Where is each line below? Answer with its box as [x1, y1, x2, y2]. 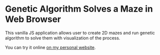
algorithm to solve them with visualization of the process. [5, 35, 120, 41]
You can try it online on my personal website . [5, 44, 96, 50]
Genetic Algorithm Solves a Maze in [5, 3, 153, 15]
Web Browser [5, 14, 61, 25]
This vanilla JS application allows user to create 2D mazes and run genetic [5, 30, 155, 36]
